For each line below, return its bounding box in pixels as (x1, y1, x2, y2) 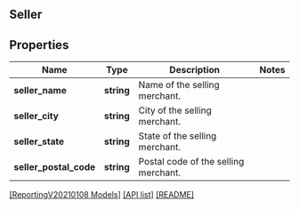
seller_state (13, 135, 65, 148)
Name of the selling (138, 79, 220, 92)
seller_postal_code (13, 161, 96, 173)
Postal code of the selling (138, 156, 245, 168)
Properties (9, 37, 69, 52)
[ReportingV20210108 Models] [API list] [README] (9, 189, 194, 200)
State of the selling (138, 130, 217, 142)
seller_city (13, 110, 60, 123)
